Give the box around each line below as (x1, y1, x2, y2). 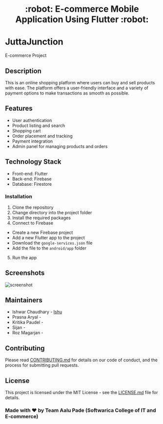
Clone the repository (12, 204, 54, 210)
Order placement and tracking (12, 133, 73, 139)
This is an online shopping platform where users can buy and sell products (5, 79, 155, 85)
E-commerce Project (5, 52, 47, 58)
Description (5, 67, 41, 75)
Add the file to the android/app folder (12, 245, 87, 251)
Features (5, 104, 33, 113)
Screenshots (5, 269, 45, 277)
